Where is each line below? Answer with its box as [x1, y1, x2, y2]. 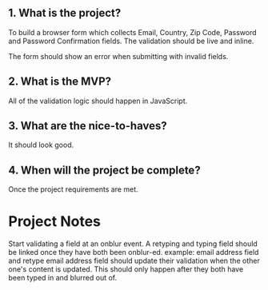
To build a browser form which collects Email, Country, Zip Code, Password [8, 27, 258, 37]
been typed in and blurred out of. [8, 273, 118, 283]
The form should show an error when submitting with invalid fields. [8, 51, 229, 61]
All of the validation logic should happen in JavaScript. [8, 96, 188, 105]
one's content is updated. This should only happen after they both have [8, 264, 244, 274]
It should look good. [8, 140, 74, 150]
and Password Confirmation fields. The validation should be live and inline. [8, 36, 254, 46]
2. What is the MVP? [8, 75, 112, 89]
